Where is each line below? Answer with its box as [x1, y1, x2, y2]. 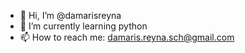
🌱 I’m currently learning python [19, 20, 148, 32]
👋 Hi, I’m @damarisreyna [19, 10, 122, 21]
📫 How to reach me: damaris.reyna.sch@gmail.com [19, 31, 235, 43]
